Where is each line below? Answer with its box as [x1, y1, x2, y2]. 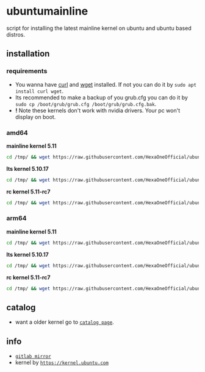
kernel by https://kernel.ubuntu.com [15, 359, 109, 367]
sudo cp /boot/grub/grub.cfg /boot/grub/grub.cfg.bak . [15, 100, 157, 107]
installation [6, 49, 50, 59]
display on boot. [15, 113, 56, 120]
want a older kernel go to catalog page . [15, 318, 114, 326]
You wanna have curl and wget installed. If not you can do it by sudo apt [15, 80, 197, 88]
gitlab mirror [15, 354, 51, 360]
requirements [6, 67, 48, 76]
